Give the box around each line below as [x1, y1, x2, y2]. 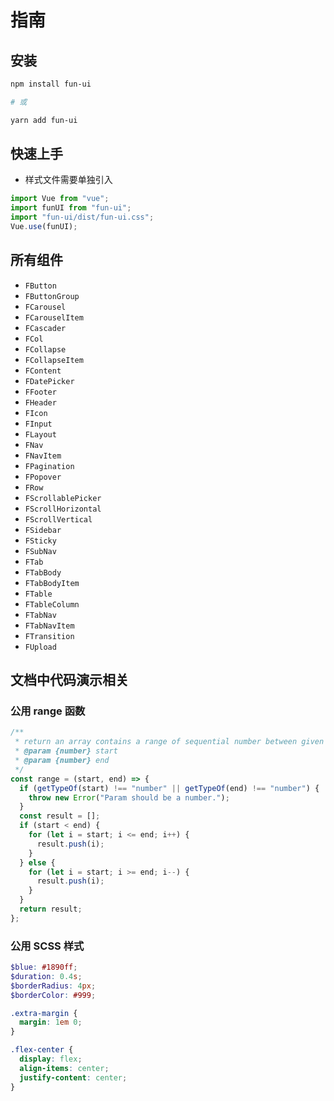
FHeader [24, 397, 57, 408]
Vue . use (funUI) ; [10, 222, 78, 232]
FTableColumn [24, 599, 80, 610]
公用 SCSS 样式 [10, 939, 85, 953]
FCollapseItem [24, 355, 84, 365]
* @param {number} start [14, 746, 118, 756]
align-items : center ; [19, 1063, 110, 1073]
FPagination [24, 461, 75, 471]
